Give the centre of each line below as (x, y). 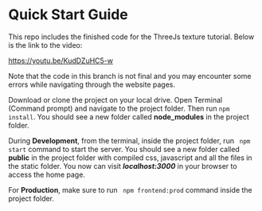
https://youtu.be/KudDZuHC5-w (61, 61)
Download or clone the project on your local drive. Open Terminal (115, 100)
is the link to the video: (45, 45)
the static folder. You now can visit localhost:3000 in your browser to (123, 166)
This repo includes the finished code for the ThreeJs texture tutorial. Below (131, 37)
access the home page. (47, 174)
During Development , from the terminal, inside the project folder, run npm (129, 140)
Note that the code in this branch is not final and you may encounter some (130, 76)
